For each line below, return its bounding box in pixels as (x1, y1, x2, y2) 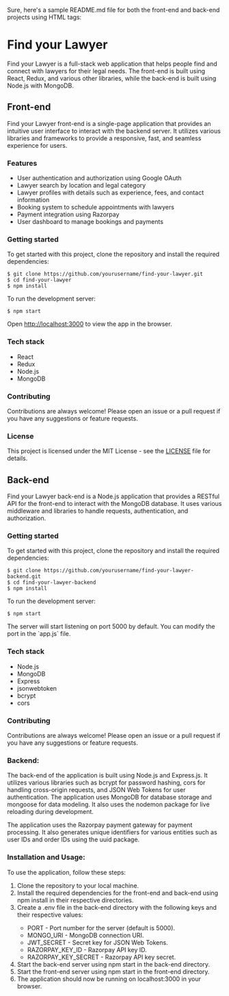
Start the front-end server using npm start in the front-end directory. (16, 967, 210, 975)
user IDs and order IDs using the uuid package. (7, 835, 140, 844)
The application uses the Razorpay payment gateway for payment (7, 821, 193, 829)
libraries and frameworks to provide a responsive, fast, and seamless (7, 133, 202, 142)
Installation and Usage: (7, 852, 85, 862)
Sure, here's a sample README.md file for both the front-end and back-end (7, 6, 220, 14)
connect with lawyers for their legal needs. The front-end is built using (7, 66, 206, 75)
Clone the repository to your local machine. (16, 881, 139, 889)
